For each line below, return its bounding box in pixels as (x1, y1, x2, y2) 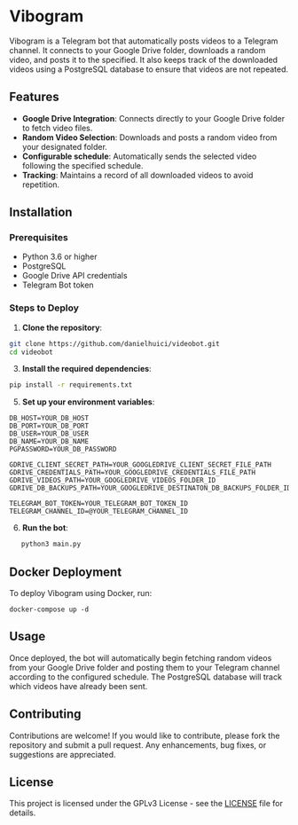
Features (9, 90, 59, 105)
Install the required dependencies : (21, 364, 153, 374)
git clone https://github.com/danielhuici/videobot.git (9, 339, 220, 348)
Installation (9, 205, 73, 220)
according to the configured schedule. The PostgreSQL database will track (9, 672, 282, 682)
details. (9, 807, 36, 818)
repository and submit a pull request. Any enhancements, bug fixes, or (9, 739, 267, 750)
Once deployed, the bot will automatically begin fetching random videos (9, 652, 272, 663)
